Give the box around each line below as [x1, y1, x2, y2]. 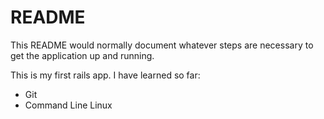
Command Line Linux [24, 99, 113, 111]
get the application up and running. [10, 49, 155, 61]
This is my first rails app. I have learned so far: [10, 69, 201, 81]
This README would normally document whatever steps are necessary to [10, 39, 314, 51]
